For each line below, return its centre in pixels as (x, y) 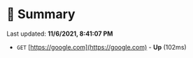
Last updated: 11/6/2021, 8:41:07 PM (60, 34)
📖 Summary (41, 14)
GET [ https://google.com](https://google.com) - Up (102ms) (101, 47)
